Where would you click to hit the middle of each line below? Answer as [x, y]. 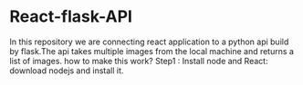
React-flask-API [71, 17]
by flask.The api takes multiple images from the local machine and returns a [152, 51]
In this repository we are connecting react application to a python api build [149, 42]
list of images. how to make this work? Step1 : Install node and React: [139, 61]
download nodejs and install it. [67, 71]
